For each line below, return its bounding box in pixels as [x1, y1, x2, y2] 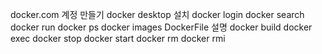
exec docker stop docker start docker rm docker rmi [10, 33, 226, 44]
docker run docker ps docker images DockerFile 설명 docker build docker [10, 21, 313, 33]
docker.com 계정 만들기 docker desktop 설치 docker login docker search [10, 9, 305, 20]
